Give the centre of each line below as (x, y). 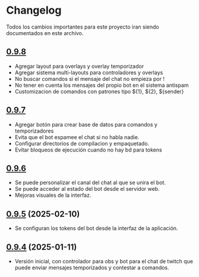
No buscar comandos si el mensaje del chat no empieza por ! (90, 78)
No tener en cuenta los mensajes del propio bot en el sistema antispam (102, 85)
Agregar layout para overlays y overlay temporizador (79, 66)
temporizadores (34, 131)
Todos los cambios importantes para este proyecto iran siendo (83, 27)
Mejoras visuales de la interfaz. (53, 195)
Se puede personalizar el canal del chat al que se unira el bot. (90, 182)
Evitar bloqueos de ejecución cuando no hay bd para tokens (88, 150)
